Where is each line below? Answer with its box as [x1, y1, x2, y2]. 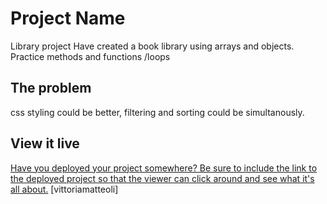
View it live [10, 135, 80, 152]
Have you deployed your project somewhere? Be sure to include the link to [10, 162, 318, 174]
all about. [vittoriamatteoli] [10, 183, 119, 195]
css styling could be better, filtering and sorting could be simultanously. [10, 106, 305, 118]
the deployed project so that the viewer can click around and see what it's [10, 172, 315, 184]
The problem [10, 80, 92, 97]
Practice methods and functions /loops [10, 50, 171, 62]
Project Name [10, 7, 126, 30]
